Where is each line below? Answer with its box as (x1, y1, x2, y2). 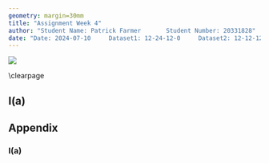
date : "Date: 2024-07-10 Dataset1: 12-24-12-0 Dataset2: (8, 34, 231, 42)
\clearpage (8, 71, 45, 81)
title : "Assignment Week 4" (8, 19, 102, 27)
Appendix (8, 121, 58, 135)
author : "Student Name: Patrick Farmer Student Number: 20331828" (8, 26, 256, 34)
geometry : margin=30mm (8, 11, 84, 20)
